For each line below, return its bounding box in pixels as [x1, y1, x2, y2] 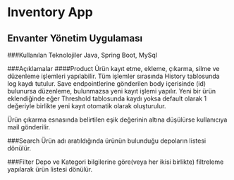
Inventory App [7, 4, 93, 20]
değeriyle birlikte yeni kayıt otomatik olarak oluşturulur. [7, 102, 166, 110]
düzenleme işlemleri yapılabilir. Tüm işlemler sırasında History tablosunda [7, 72, 220, 80]
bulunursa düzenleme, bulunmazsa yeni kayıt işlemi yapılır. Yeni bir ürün [7, 87, 216, 95]
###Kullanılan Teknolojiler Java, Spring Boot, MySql [7, 51, 157, 59]
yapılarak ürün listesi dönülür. [7, 165, 93, 173]
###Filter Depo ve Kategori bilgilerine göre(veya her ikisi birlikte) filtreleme [7, 157, 224, 166]
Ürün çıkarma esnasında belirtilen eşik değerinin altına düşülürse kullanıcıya [7, 115, 228, 124]
